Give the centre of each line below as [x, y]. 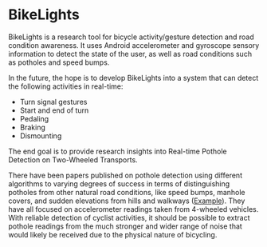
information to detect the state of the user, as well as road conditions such [130, 54]
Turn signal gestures [53, 102]
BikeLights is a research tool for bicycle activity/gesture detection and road [132, 37]
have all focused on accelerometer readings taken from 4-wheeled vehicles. [133, 209]
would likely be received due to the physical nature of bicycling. [113, 234]
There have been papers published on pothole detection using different [126, 175]
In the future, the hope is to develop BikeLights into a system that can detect [133, 78]
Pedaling [34, 118]
